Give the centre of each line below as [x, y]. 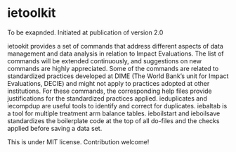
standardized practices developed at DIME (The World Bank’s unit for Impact [118, 76]
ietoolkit [32, 13]
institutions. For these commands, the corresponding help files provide [110, 91]
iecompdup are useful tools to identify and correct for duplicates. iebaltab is [117, 106]
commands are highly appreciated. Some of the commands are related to [113, 68]
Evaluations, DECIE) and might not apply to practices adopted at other [109, 83]
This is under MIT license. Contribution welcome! [78, 141]
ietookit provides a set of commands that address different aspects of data [115, 46]
